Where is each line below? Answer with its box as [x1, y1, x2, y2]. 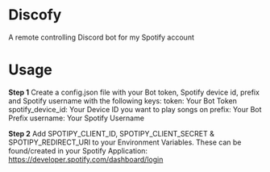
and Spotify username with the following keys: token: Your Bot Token [8, 95, 238, 106]
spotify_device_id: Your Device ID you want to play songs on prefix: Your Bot [8, 104, 262, 114]
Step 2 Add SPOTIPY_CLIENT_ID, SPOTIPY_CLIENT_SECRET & [8, 128, 215, 138]
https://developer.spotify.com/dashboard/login [8, 154, 164, 164]
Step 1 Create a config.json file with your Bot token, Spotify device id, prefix [8, 87, 260, 97]
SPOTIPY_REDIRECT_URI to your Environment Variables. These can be [8, 137, 242, 147]
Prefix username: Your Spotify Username [8, 113, 145, 123]
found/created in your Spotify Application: [8, 145, 147, 155]
